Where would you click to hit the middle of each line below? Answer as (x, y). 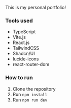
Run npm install (30, 94)
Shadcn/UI (24, 54)
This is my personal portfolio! (35, 7)
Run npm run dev (30, 100)
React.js (21, 42)
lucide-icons (26, 59)
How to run (19, 78)
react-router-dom (31, 64)
